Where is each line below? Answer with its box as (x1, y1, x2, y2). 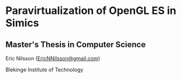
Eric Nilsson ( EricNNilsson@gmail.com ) (5, 55, 101, 62)
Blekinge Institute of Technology (5, 66, 84, 73)
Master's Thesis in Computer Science (5, 39, 146, 49)
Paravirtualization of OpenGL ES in (5, 4, 177, 17)
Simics (5, 16, 39, 30)
